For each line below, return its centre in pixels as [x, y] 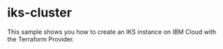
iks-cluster [39, 13]
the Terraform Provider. [41, 39]
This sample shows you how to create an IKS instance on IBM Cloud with [112, 32]
